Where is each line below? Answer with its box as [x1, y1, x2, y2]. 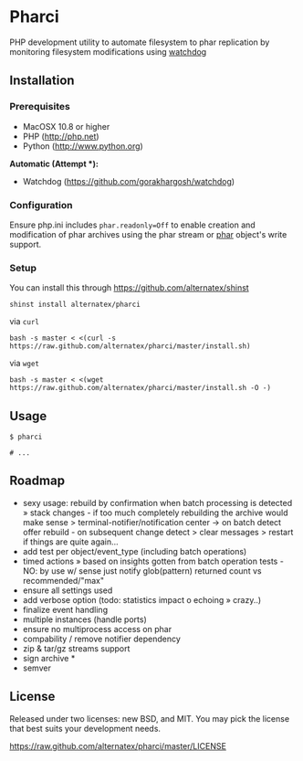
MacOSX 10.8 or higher [22, 121, 110, 132]
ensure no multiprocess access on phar [22, 623, 172, 634]
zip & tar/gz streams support [22, 642, 131, 654]
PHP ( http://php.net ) [22, 131, 99, 142]
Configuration [9, 198, 73, 211]
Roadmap [9, 473, 66, 489]
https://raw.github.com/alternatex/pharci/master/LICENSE [9, 740, 226, 751]
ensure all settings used [22, 585, 113, 596]
